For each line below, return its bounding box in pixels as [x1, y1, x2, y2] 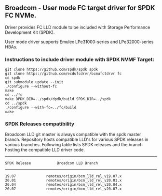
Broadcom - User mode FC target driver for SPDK [5, 4, 155, 12]
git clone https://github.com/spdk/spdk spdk [5, 67, 98, 72]
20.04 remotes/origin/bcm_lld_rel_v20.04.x [5, 182, 122, 187]
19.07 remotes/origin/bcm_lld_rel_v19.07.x [5, 174, 122, 179]
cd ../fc [5, 92, 23, 97]
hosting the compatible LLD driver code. [5, 147, 85, 153]
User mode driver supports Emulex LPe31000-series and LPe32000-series [5, 39, 154, 45]
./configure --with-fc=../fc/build [5, 105, 77, 110]
